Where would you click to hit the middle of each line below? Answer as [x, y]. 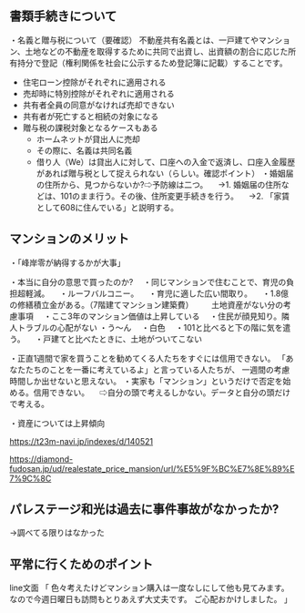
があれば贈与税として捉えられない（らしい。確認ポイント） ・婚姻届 [165, 173]
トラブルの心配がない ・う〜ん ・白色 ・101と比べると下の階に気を [150, 327]
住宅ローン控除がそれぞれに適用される [94, 82]
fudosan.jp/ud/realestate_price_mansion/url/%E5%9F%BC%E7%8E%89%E [152, 468]
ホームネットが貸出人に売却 [88, 138]
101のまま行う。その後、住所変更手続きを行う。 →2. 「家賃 [175, 196]
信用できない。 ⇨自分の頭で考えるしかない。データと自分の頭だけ [162, 392]
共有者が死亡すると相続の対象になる [91, 116]
